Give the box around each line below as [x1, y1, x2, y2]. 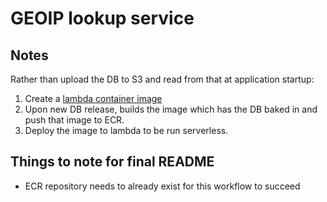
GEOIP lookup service [10, 7, 195, 30]
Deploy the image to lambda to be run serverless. [24, 125, 229, 136]
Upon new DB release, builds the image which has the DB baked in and [24, 103, 318, 115]
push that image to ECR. [24, 114, 125, 126]
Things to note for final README [10, 153, 215, 171]
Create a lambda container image [24, 93, 163, 104]
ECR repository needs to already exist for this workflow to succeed [24, 180, 301, 192]
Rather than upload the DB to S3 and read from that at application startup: [10, 73, 315, 85]
